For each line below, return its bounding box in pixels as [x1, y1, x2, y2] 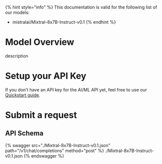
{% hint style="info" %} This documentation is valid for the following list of [5, 4, 158, 10]
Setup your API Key [5, 71, 87, 82]
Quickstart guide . [5, 92, 41, 98]
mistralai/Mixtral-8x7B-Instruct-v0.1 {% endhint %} [12, 19, 116, 25]
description [5, 53, 29, 59]
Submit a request [5, 109, 77, 121]
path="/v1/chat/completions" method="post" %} [5, 148, 105, 154]
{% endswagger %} [24, 153, 64, 159]
